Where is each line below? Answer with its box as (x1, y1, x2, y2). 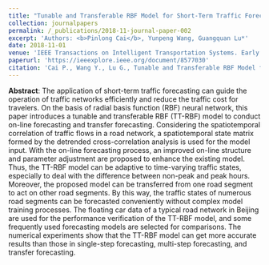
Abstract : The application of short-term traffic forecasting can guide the (8, 86, 247, 95)
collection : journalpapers (8, 19, 98, 27)
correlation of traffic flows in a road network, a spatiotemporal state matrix (8, 128, 255, 138)
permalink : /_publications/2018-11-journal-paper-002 (8, 26, 192, 34)
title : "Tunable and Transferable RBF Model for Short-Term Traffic (8, 11, 242, 20)
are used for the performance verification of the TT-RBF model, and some (8, 213, 252, 223)
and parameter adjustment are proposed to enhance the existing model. (8, 154, 246, 163)
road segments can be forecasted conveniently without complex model (8, 196, 243, 206)
